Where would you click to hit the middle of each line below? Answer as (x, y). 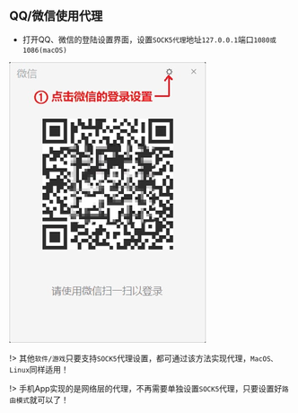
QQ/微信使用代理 (56, 16)
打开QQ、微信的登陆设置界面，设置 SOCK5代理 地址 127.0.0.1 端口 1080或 (149, 40)
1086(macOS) (44, 50)
